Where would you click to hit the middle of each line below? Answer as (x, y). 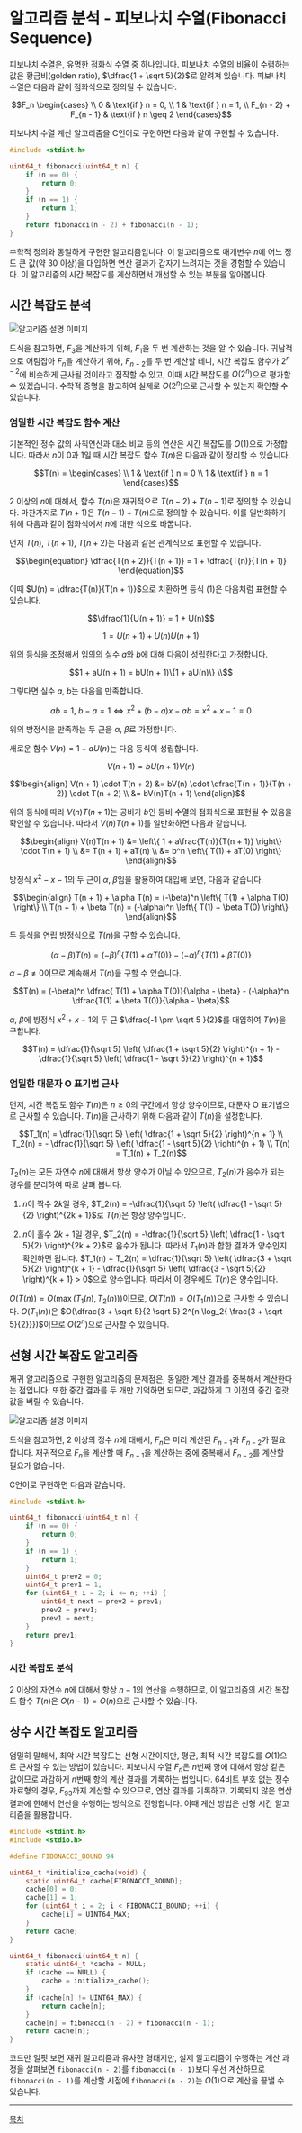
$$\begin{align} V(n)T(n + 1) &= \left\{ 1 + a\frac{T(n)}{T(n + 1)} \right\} (151, 841)
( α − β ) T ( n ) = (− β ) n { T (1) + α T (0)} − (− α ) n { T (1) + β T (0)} (151, 954)
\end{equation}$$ (151, 571)
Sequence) (51, 38)
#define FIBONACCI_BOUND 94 (62, 1856)
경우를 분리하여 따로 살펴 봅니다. (66, 1184)
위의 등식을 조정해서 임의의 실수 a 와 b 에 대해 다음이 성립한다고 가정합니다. (138, 655)
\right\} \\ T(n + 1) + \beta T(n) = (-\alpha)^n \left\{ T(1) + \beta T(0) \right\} (151, 907)
